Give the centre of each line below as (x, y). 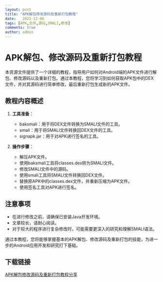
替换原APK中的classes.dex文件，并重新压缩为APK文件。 (76, 181)
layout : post (18, 9)
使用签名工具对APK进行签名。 (49, 187)
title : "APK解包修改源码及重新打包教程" (42, 14)
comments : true (20, 28)
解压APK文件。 (34, 157)
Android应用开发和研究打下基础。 (47, 245)
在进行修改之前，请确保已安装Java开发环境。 (57, 216)
